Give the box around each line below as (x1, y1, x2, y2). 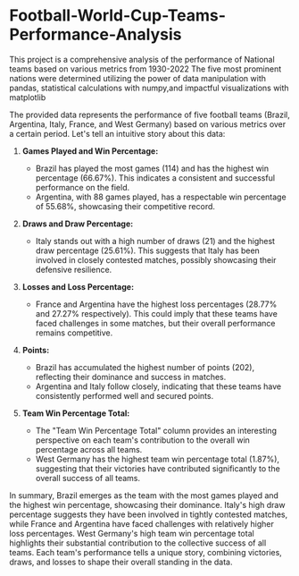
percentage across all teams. (35, 444, 143, 454)
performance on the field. (35, 182, 130, 192)
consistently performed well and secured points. (35, 390, 214, 401)
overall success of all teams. (35, 472, 141, 483)
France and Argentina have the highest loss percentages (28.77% (35, 299, 278, 309)
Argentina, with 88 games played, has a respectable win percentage (35, 191, 287, 202)
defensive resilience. (35, 264, 112, 275)
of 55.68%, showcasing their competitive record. (35, 200, 216, 211)
